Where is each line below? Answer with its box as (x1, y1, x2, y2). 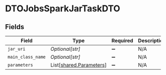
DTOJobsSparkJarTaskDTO (5, 3, 121, 14)
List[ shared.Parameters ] (50, 62, 107, 68)
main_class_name (7, 54, 46, 60)
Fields (5, 23, 25, 31)
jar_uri (7, 46, 26, 52)
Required (111, 37, 133, 44)
